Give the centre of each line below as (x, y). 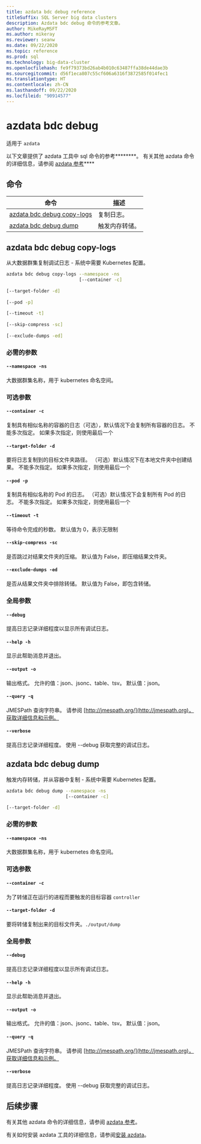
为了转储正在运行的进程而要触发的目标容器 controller (73, 897)
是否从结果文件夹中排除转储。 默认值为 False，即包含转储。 (80, 584)
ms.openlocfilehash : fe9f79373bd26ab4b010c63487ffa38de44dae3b (87, 68)
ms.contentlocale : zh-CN (37, 85)
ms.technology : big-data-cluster (48, 62)
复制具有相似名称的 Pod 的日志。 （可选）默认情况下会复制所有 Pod (90, 494)
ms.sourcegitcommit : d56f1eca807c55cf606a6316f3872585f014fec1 (87, 74)
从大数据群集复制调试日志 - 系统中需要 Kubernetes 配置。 (78, 263)
